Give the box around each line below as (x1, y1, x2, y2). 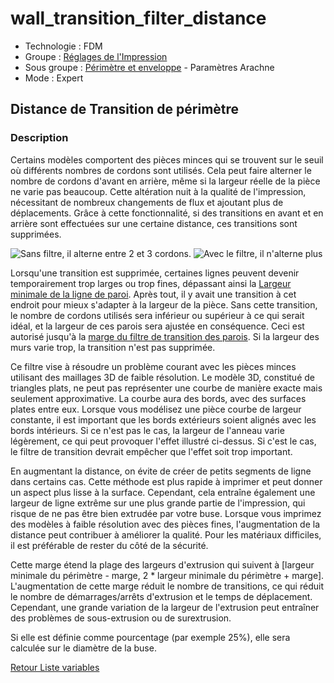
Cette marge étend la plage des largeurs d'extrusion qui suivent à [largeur (10, 558, 315, 571)
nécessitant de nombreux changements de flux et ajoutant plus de (10, 196, 284, 208)
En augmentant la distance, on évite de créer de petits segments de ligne (10, 465, 312, 477)
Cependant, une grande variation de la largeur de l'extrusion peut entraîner (10, 601, 320, 613)
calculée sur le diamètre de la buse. (10, 642, 157, 654)
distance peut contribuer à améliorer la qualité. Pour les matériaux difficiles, (10, 528, 322, 541)
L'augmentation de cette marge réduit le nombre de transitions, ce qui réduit (10, 580, 324, 592)
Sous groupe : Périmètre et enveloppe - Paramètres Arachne (24, 61, 275, 73)
